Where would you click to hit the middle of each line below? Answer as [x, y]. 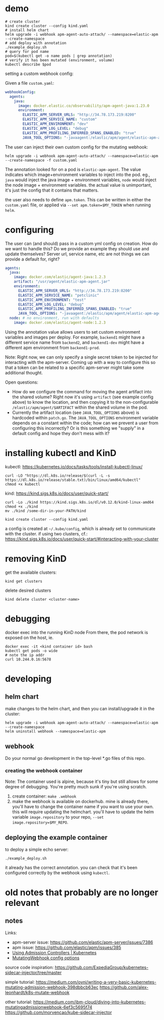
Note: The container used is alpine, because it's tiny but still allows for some [82, 781]
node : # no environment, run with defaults [54, 318]
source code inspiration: [30, 967]
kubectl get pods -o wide [31, 651]
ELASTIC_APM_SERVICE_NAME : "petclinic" [58, 295]
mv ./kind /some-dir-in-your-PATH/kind [46, 511]
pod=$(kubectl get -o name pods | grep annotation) [59, 56]
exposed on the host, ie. [29, 637]
